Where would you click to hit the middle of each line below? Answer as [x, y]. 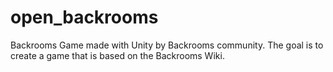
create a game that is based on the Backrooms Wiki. [117, 55]
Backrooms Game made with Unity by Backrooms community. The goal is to [167, 45]
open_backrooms [84, 17]
